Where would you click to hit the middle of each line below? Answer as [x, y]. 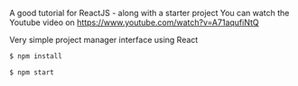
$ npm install [36, 56]
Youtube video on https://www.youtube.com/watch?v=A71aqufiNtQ [134, 22]
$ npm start [32, 72]
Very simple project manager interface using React [104, 40]
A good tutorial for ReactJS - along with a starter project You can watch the [149, 13]
